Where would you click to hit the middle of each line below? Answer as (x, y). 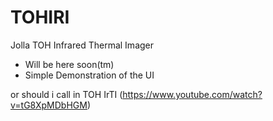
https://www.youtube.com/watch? (192, 94)
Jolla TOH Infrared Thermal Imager (82, 45)
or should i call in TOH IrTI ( (66, 94)
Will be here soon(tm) (69, 64)
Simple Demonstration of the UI (89, 75)
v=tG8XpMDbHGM (49, 105)
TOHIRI (40, 17)
